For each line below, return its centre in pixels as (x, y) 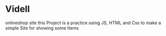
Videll (18, 9)
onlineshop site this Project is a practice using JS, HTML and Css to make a (83, 23)
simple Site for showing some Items (42, 28)
